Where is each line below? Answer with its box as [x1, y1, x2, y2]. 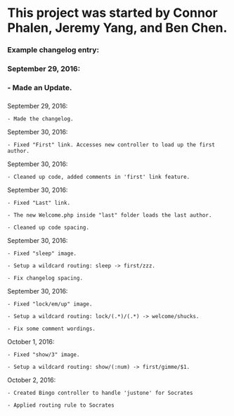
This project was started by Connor [7, 5, 218, 21]
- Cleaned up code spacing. [7, 224, 90, 231]
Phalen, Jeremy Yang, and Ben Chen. [7, 20, 228, 36]
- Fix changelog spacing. [7, 275, 83, 282]
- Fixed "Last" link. [7, 199, 71, 206]
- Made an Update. [7, 82, 72, 92]
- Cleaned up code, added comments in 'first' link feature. [7, 173, 190, 180]
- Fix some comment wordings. [7, 325, 96, 332]
